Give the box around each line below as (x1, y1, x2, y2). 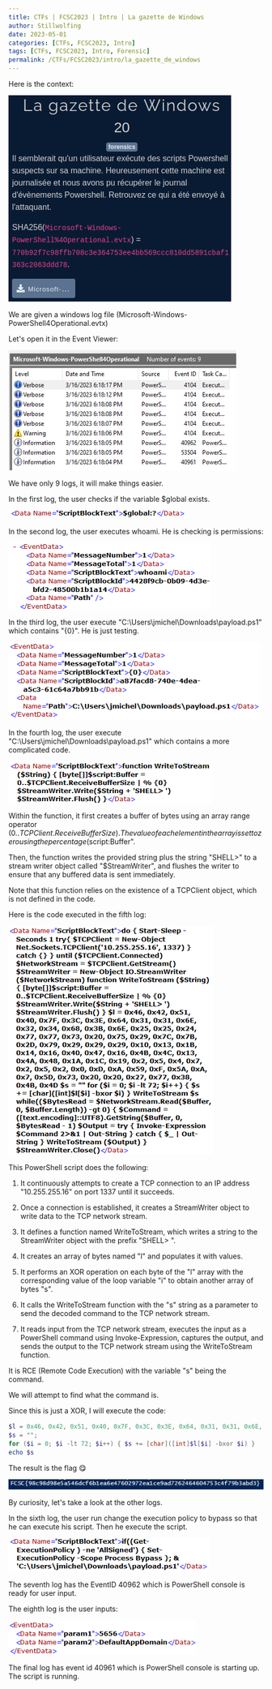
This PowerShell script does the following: (8, 1163, 149, 1172)
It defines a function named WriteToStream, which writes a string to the (19, 1227, 258, 1237)
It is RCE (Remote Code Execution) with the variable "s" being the (8, 1366, 227, 1375)
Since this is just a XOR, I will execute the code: (8, 1406, 166, 1415)
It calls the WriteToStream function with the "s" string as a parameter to (19, 1300, 258, 1310)
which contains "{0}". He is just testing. (8, 626, 139, 636)
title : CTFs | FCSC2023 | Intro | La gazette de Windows (8, 13, 205, 21)
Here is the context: (8, 79, 74, 88)
